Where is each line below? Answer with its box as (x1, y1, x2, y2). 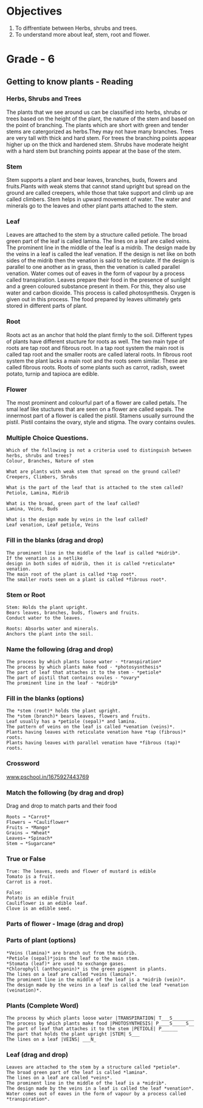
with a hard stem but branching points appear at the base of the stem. (6, 147, 182, 155)
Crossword (6, 759, 40, 768)
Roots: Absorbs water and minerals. (6, 625, 99, 632)
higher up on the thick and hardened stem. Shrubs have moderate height (6, 141, 188, 148)
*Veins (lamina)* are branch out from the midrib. (6, 950, 137, 956)
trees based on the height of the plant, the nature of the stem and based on (6, 114, 195, 122)
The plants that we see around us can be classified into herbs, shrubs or (6, 108, 188, 116)
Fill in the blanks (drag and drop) (6, 536, 104, 545)
